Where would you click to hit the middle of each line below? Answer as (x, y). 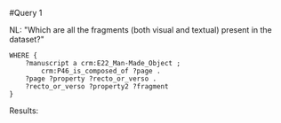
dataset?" (27, 39)
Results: (24, 111)
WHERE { (24, 56)
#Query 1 (26, 13)
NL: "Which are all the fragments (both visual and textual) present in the (141, 30)
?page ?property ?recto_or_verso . (91, 79)
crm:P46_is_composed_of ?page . (101, 71)
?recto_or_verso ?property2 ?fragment (97, 87)
